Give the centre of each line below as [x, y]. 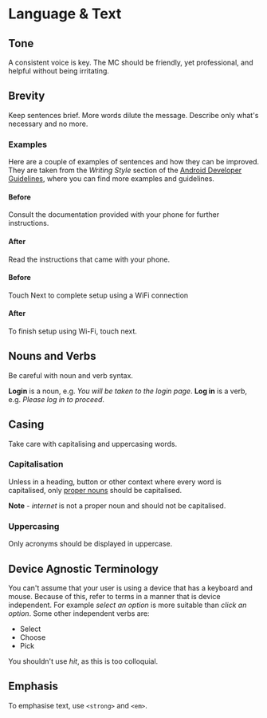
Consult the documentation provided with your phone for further [114, 215]
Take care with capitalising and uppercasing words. [93, 444]
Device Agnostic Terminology [84, 568]
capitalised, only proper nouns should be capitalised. [95, 490]
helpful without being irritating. [59, 71]
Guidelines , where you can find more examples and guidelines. [112, 179]
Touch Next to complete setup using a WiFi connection [98, 295]
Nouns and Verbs [53, 356]
